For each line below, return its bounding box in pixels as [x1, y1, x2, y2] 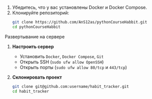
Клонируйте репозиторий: [12, 10, 69, 16]
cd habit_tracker [12, 89, 49, 94]
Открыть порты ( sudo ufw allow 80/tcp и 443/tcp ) [19, 64, 127, 70]
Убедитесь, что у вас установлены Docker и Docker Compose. [12, 5, 147, 10]
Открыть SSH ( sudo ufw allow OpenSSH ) [19, 59, 104, 65]
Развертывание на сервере [5, 33, 65, 40]
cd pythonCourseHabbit [12, 24, 61, 30]
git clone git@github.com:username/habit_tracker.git [12, 84, 129, 89]
